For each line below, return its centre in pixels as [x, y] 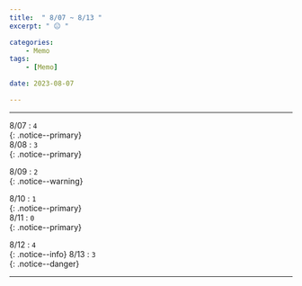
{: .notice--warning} [46, 181]
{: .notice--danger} [44, 264]
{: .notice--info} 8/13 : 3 [53, 254]
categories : [31, 42]
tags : [19, 59]
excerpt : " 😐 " [39, 26]
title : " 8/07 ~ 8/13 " [56, 18]
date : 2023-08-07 [42, 84]
